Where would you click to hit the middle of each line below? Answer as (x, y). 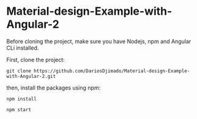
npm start (19, 109)
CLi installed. (23, 48)
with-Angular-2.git (31, 76)
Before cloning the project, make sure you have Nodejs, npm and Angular (99, 41)
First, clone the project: (36, 60)
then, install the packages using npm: (54, 88)
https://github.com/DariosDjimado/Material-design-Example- (112, 71)
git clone (19, 71)
